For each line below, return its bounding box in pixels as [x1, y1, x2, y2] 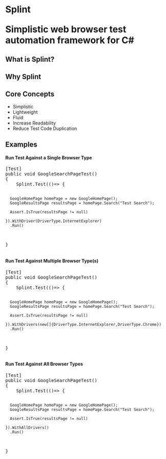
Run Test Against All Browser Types [5, 361, 84, 367]
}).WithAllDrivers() [5, 425, 50, 430]
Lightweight [12, 109, 38, 115]
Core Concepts [5, 90, 55, 99]
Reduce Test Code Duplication [12, 125, 77, 132]
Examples [5, 140, 37, 149]
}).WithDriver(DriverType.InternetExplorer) [5, 218, 102, 224]
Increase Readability [12, 120, 56, 126]
